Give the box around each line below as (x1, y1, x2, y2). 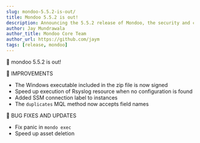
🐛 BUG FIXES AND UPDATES (6, 111, 77, 119)
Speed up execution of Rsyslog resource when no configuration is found (14, 88, 193, 95)
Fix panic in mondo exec (14, 123, 71, 130)
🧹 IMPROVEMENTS (6, 70, 54, 77)
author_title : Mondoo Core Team (6, 31, 86, 37)
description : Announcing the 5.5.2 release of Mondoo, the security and (6, 20, 190, 26)
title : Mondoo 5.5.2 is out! (6, 14, 79, 20)
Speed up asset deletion (14, 129, 75, 137)
